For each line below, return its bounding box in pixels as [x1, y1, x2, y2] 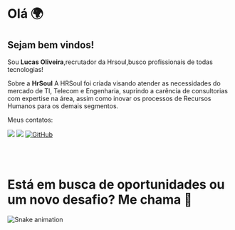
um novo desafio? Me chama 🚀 [7, 192, 192, 208]
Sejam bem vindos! [7, 38, 95, 51]
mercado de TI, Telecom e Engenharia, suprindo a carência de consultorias [7, 87, 228, 95]
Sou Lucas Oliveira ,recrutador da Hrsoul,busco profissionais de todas [7, 58, 214, 66]
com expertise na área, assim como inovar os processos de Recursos [7, 94, 211, 103]
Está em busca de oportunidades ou [7, 177, 225, 193]
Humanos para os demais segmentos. [7, 102, 119, 110]
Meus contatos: [7, 115, 53, 124]
